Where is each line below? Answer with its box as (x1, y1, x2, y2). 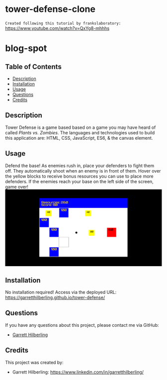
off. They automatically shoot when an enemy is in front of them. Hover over (5, 168, 161, 174)
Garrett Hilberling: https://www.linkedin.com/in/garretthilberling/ (12, 369, 144, 375)
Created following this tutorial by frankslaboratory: (5, 21, 121, 26)
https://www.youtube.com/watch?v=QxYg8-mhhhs (5, 25, 110, 31)
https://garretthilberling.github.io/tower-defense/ (5, 294, 105, 300)
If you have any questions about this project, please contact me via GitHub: (5, 322, 159, 328)
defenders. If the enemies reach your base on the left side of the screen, (5, 178, 154, 185)
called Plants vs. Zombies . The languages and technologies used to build (5, 129, 155, 135)
